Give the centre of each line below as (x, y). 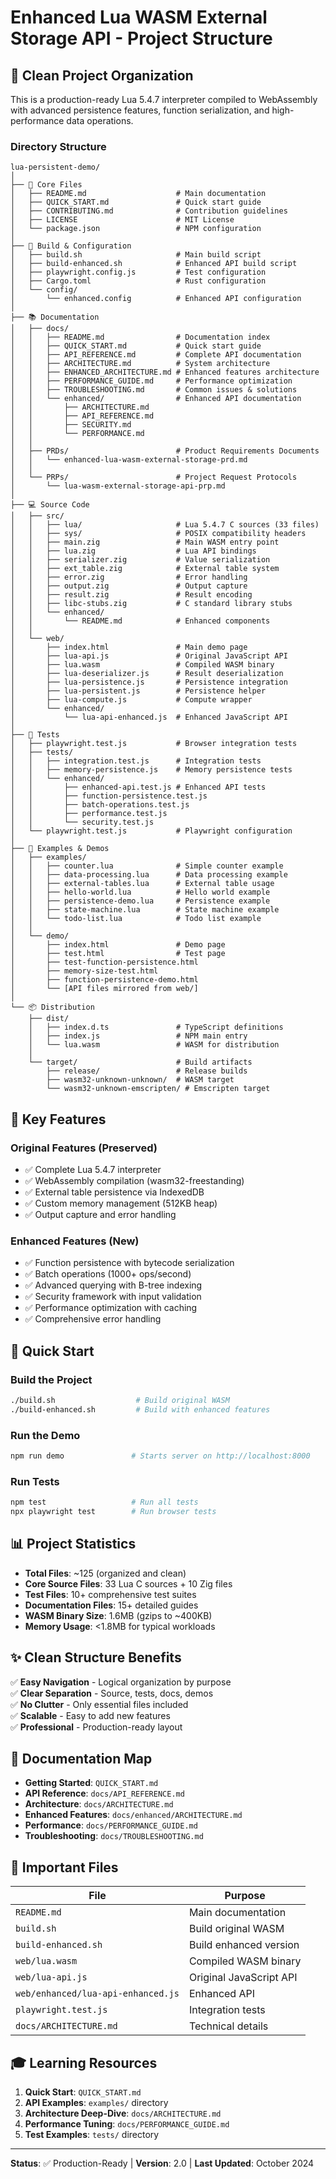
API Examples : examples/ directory (96, 2102)
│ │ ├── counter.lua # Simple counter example (147, 866)
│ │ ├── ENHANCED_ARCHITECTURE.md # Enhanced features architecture (165, 372)
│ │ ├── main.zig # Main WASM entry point (145, 542)
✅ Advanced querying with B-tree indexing (113, 1285)
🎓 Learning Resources (84, 2062)
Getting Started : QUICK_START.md (91, 1783)
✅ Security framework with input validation (113, 1297)
